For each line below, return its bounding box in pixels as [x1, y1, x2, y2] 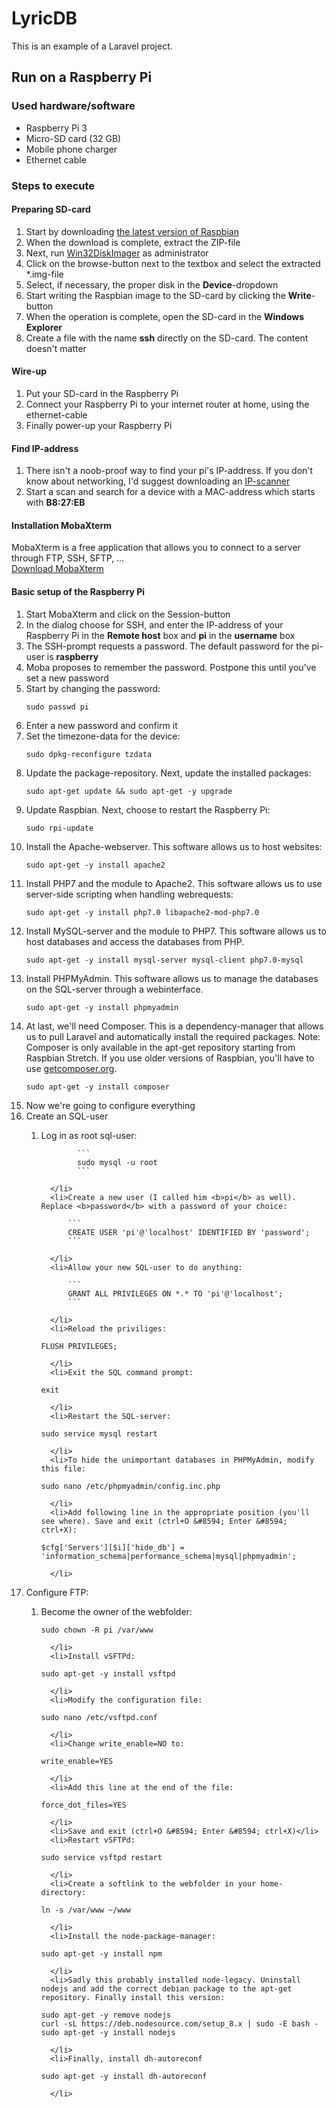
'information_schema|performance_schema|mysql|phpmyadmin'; [40, 1551, 297, 1561]
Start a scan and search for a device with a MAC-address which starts [25, 486, 316, 498]
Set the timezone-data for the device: [25, 730, 181, 742]
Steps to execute [11, 178, 96, 192]
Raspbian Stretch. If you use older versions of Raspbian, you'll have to [25, 1052, 315, 1064]
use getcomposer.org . [25, 1062, 118, 1074]
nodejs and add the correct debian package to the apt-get [40, 1983, 293, 1994]
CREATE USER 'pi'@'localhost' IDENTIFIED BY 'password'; [67, 1227, 311, 1237]
